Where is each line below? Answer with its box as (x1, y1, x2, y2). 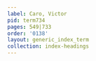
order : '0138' (7, 29, 49, 37)
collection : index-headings (7, 43, 90, 50)
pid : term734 (7, 17, 46, 24)
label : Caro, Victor (7, 10, 68, 18)
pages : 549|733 (7, 23, 52, 30)
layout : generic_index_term (7, 36, 90, 43)
